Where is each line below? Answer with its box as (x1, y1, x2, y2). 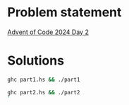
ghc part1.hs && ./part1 (7, 76, 80, 83)
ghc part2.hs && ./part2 (7, 89, 80, 96)
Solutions (7, 52, 65, 69)
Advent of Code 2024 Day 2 (7, 28, 90, 36)
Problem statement (7, 4, 122, 21)
